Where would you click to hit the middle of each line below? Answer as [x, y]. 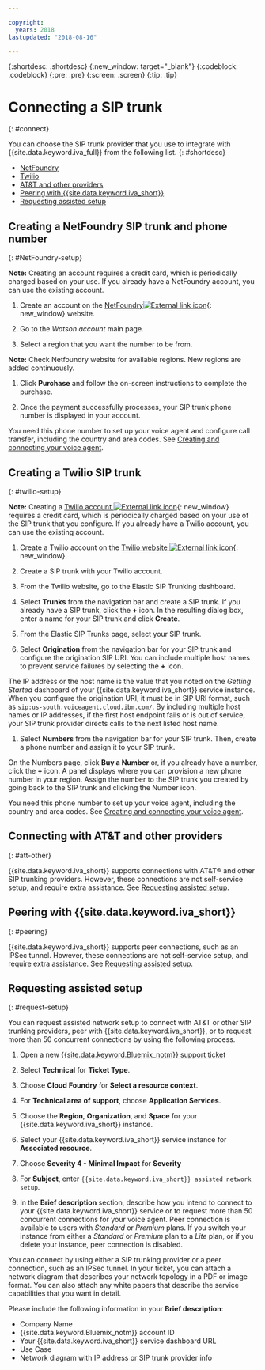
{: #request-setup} [38, 1007]
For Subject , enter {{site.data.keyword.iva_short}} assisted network [135, 1179]
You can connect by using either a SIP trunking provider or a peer [115, 1260]
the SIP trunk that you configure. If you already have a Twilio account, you [129, 524]
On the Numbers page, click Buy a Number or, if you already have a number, [133, 762]
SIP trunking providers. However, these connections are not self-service [126, 879]
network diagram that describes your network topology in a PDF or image [128, 1277]
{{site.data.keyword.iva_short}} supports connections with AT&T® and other [132, 870]
